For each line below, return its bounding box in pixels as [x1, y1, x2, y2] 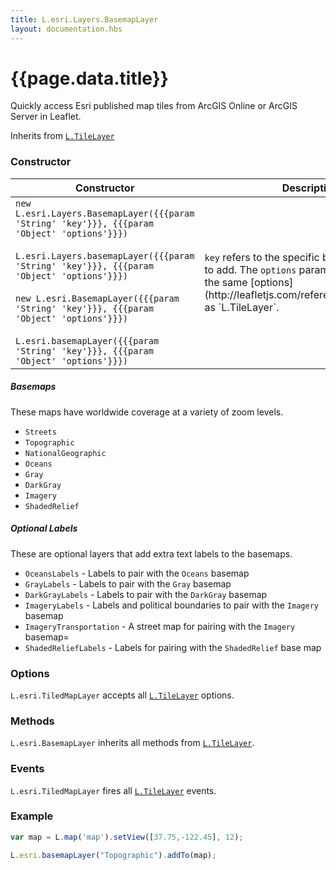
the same [204, 275, 248, 289]
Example [10, 809, 54, 823]
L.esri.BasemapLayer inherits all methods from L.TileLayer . [10, 737, 255, 749]
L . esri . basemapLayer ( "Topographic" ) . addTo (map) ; [10, 850, 217, 860]
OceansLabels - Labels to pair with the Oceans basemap [24, 567, 250, 579]
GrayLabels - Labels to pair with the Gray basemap [24, 577, 232, 590]
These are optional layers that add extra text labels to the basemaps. [10, 547, 293, 560]
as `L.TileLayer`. [204, 300, 280, 314]
